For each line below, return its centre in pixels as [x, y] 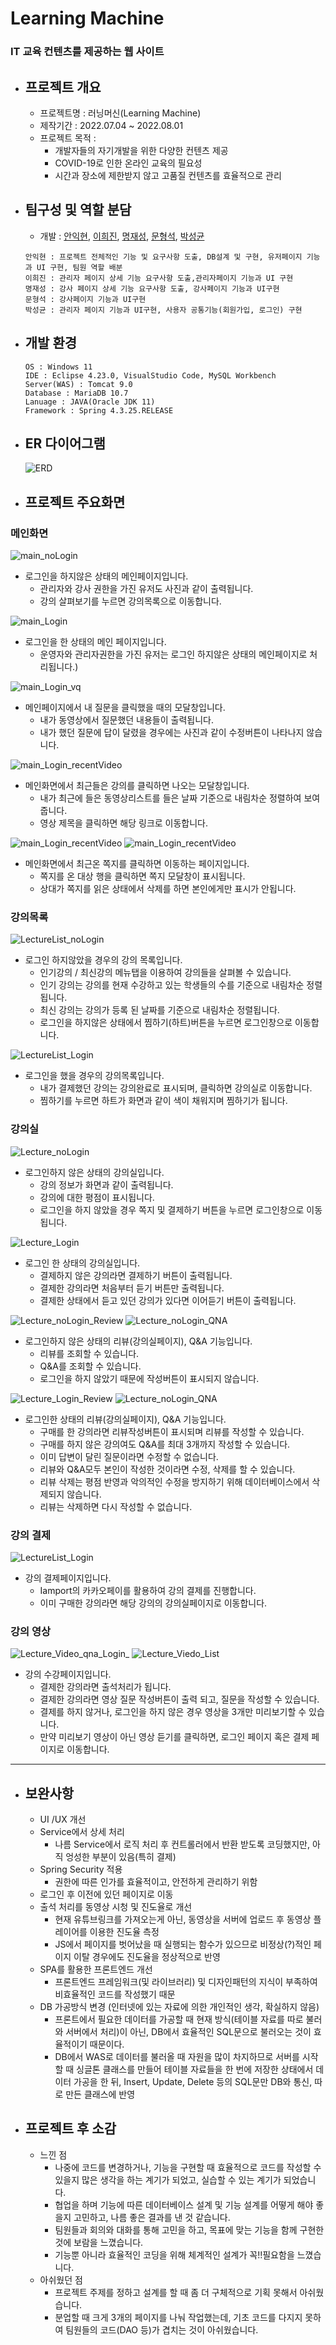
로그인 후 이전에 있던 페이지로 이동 [106, 1894]
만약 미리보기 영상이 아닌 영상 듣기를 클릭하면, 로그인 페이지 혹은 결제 [174, 1737]
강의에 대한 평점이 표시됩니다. [97, 1197]
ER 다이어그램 [65, 443]
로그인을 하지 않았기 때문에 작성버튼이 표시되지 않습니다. [149, 1378]
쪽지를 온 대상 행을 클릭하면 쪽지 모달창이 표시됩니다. [142, 876]
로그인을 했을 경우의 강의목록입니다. [94, 1076]
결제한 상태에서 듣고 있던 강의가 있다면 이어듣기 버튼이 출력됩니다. [168, 1300]
